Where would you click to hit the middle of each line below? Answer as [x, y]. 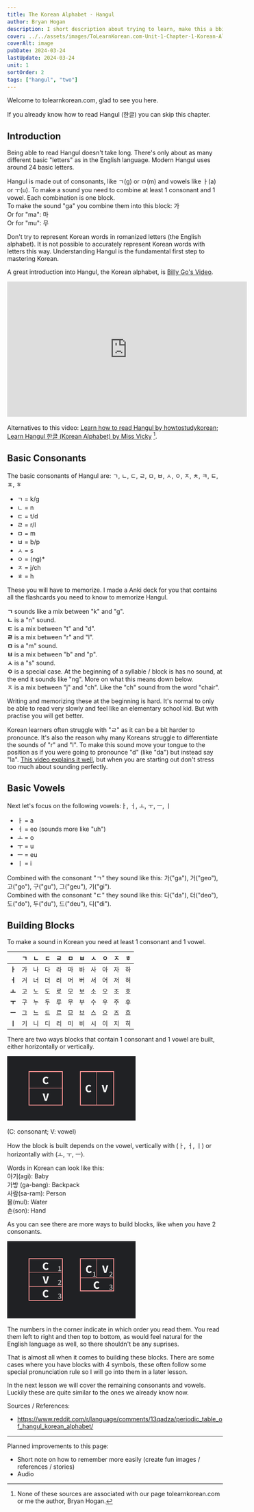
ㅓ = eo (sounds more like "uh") [61, 829]
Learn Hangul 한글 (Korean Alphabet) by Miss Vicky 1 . [82, 436]
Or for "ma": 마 [28, 215]
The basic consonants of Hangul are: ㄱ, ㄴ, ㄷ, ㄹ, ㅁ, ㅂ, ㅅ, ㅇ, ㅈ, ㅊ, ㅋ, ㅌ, [113, 476]
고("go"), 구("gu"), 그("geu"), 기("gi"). [59, 886]
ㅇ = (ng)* [31, 559]
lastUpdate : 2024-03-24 [41, 58]
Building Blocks [41, 925]
